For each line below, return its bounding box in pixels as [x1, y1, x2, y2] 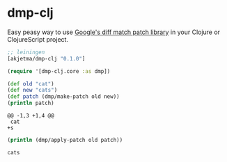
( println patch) [7, 99, 54, 107]
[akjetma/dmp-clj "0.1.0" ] [7, 55, 86, 62]
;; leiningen [7, 49, 45, 56]
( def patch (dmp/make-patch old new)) [7, 93, 120, 100]
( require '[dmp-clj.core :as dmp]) [7, 67, 111, 74]
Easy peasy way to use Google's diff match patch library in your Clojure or [7, 28, 221, 36]
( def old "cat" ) [7, 80, 54, 88]
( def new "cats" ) [7, 87, 58, 94]
